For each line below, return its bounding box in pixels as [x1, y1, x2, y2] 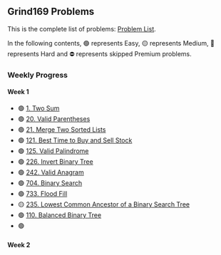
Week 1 [7, 88, 29, 96]
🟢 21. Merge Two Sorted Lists [17, 125, 106, 134]
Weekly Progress [7, 70, 68, 80]
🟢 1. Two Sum [17, 103, 60, 113]
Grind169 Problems [7, 6, 95, 18]
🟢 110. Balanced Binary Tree [17, 210, 102, 219]
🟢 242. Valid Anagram [17, 167, 84, 177]
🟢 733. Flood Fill [17, 189, 68, 198]
